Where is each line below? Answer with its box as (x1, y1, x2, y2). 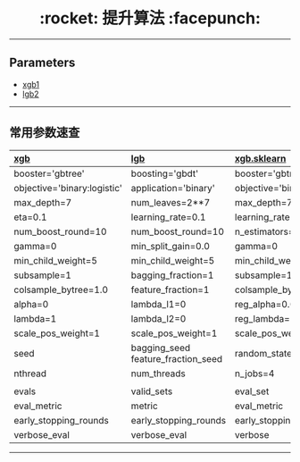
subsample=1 (13, 269, 71, 281)
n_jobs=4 (235, 367, 275, 380)
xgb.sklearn (235, 152, 287, 164)
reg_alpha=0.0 (235, 298, 296, 310)
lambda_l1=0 (130, 298, 187, 310)
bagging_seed (130, 341, 191, 354)
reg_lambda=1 (235, 312, 296, 324)
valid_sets (130, 385, 173, 398)
